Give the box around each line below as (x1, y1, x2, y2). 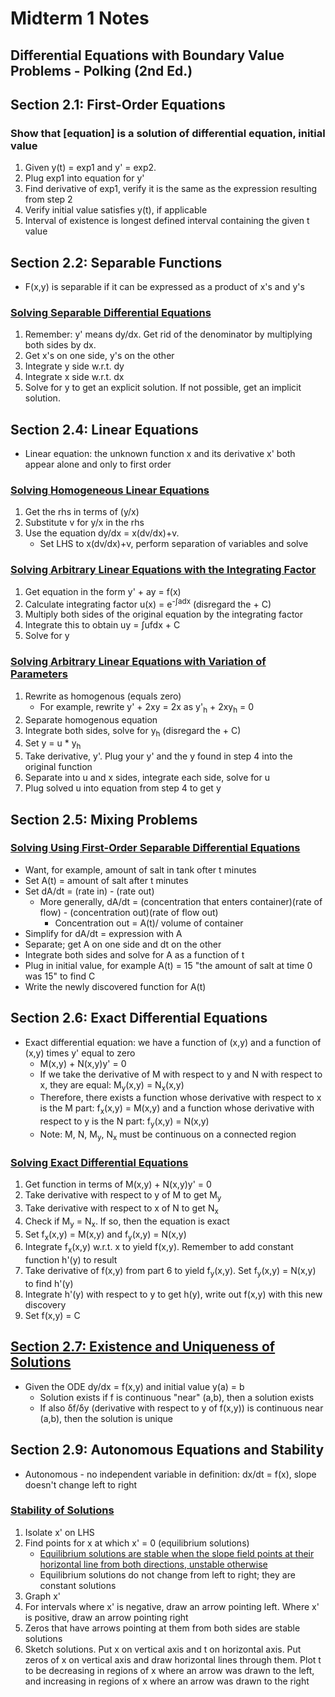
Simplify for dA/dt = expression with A (24, 927, 183, 939)
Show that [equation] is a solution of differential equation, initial (10, 126, 326, 140)
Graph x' (24, 1590, 62, 1602)
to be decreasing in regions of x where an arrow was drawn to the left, (24, 1664, 315, 1676)
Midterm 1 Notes (10, 7, 150, 30)
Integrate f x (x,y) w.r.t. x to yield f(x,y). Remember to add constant (24, 1241, 294, 1256)
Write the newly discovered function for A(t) (24, 980, 207, 992)
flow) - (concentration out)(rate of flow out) (39, 906, 219, 918)
